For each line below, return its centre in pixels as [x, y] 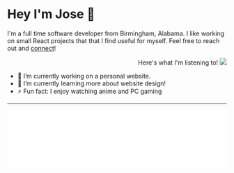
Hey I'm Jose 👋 [51, 14]
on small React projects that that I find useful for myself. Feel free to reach [114, 40]
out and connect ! [32, 48]
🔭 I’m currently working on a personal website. [84, 76]
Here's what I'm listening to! [178, 63]
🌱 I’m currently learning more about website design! [91, 83]
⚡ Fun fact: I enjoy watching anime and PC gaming [89, 91]
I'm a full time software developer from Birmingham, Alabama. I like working [116, 33]
